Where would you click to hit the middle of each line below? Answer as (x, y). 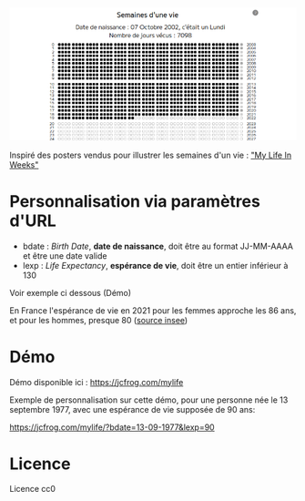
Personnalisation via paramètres (135, 201)
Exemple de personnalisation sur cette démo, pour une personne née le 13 (149, 400)
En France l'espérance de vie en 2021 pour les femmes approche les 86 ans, (153, 310)
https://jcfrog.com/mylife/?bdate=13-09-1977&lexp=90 (112, 427)
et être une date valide (65, 256)
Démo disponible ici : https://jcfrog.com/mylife (97, 382)
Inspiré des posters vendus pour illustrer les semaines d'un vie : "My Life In (151, 155)
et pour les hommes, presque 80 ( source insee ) (99, 320)
